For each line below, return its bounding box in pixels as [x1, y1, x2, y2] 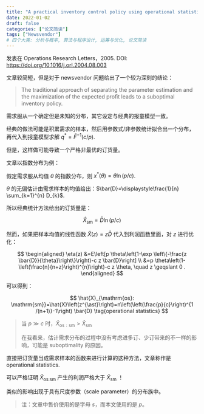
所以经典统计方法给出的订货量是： [6, 204, 92, 212]
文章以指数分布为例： [6, 159, 59, 166]
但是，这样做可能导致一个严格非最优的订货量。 [6, 146, 123, 153]
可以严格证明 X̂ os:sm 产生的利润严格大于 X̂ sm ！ [6, 373, 124, 382]
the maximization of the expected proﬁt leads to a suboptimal [21, 93, 175, 100]
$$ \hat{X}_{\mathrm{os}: [69, 294, 135, 302]
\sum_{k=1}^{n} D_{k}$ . [6, 192, 65, 199]
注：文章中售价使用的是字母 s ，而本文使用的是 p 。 [21, 401, 148, 408]
